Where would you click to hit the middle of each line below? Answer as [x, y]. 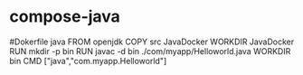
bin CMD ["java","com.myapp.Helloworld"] [88, 61]
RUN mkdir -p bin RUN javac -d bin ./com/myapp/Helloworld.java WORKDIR [150, 51]
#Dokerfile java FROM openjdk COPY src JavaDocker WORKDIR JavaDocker [152, 42]
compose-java [65, 17]
